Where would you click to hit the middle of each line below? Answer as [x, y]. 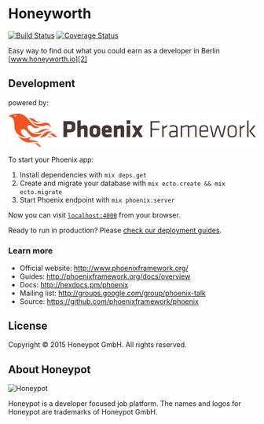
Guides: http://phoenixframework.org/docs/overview [105, 276]
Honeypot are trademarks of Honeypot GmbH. [83, 412]
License [28, 325]
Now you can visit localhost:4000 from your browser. [94, 215]
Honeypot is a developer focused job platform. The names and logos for [125, 404]
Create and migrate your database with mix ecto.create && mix [122, 183]
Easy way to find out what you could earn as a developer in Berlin [114, 50]
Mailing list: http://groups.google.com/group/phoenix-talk [113, 293]
